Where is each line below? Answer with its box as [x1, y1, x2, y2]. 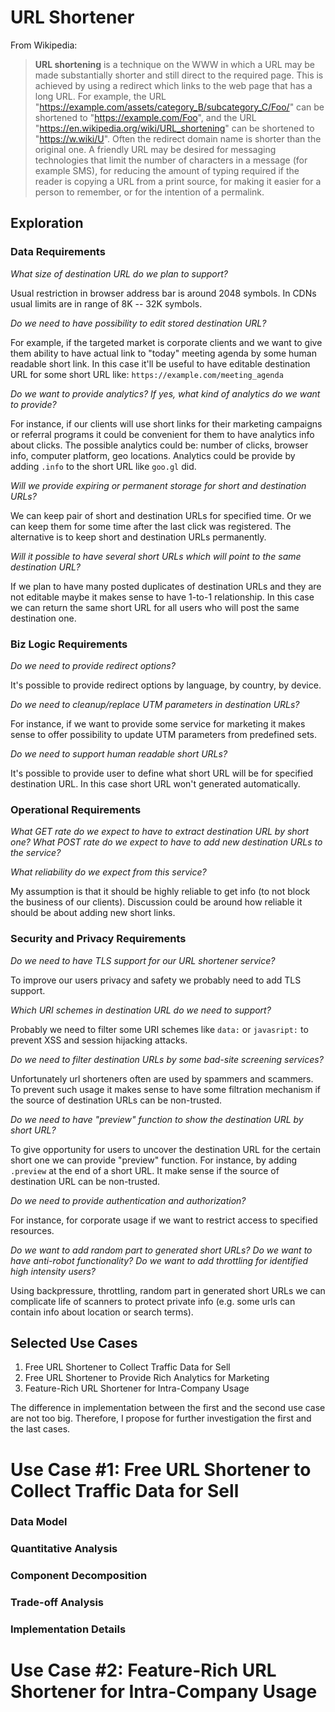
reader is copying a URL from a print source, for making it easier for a [34, 175, 322, 187]
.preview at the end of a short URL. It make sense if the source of [10, 1164, 280, 1176]
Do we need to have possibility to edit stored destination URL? [10, 317, 267, 329]
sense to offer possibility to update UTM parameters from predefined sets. [10, 728, 318, 740]
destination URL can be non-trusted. [10, 1175, 161, 1187]
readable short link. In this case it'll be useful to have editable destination [10, 357, 311, 370]
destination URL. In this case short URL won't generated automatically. [10, 777, 301, 790]
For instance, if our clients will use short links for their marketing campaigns [10, 417, 323, 430]
